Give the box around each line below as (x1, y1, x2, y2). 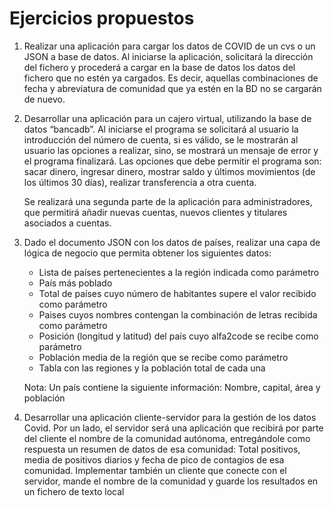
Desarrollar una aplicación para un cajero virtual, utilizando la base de (23, 112, 312, 124)
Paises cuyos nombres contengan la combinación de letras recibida (38, 308, 318, 321)
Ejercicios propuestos (9, 7, 195, 30)
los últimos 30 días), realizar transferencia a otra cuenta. (23, 176, 257, 188)
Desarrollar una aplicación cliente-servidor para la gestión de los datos (23, 411, 317, 423)
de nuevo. (23, 93, 66, 105)
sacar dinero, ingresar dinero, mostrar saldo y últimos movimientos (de (23, 165, 316, 177)
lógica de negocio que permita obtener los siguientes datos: (23, 247, 272, 259)
